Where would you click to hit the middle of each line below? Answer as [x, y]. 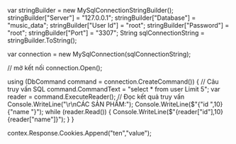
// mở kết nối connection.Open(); [55, 68]
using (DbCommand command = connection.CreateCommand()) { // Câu [113, 82]
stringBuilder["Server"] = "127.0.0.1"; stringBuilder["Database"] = [102, 18]
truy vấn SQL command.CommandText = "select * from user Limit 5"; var [114, 89]
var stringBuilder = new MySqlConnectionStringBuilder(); [90, 10]
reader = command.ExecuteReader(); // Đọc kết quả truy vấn [96, 96]
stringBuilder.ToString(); [42, 40]
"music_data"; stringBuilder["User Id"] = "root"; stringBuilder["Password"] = [118, 25]
